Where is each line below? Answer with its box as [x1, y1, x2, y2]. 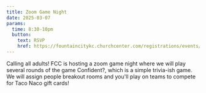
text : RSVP [17, 37, 45, 43]
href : [17, 43, 32, 50]
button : [12, 32, 32, 38]
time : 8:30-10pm [12, 26, 53, 32]
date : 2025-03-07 [6, 15, 51, 21]
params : [6, 20, 26, 26]
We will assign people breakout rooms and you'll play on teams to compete [6, 73, 196, 80]
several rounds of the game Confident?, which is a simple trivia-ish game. [6, 66, 193, 73]
